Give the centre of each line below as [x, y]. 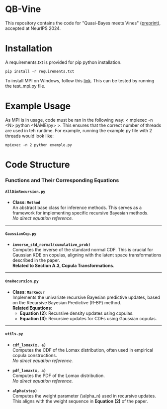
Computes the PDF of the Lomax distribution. [59, 376]
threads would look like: [29, 136]
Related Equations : [32, 308]
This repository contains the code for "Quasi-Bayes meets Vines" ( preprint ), [83, 23]
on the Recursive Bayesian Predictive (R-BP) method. [67, 302]
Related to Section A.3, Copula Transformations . [63, 266]
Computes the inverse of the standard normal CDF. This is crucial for [83, 250]
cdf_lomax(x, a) [29, 345]
